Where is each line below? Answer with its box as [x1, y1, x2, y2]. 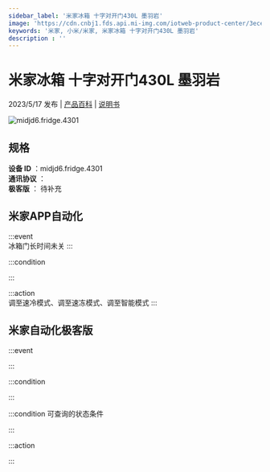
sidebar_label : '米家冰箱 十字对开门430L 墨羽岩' [8, 11, 163, 20]
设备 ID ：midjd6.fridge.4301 [8, 164, 103, 173]
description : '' [8, 34, 67, 43]
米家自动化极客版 [8, 323, 93, 338]
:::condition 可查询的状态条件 [8, 408, 104, 418]
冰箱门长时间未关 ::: [8, 240, 74, 250]
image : [8, 19, 31, 27]
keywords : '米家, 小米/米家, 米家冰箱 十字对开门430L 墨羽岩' [8, 27, 199, 35]
